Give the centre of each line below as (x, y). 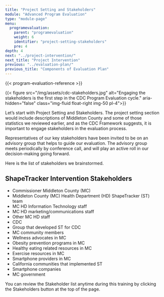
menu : (11, 23)
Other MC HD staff (31, 217)
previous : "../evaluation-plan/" (39, 65)
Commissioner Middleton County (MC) (51, 191)
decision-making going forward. (38, 154)
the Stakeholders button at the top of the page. (53, 289)
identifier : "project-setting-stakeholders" (60, 42)
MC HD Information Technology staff (49, 206)
